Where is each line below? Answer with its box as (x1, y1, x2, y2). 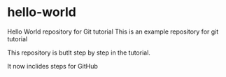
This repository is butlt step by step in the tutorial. (7, 48, 150, 57)
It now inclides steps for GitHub (7, 62, 98, 70)
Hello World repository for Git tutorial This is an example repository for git (7, 27, 219, 36)
